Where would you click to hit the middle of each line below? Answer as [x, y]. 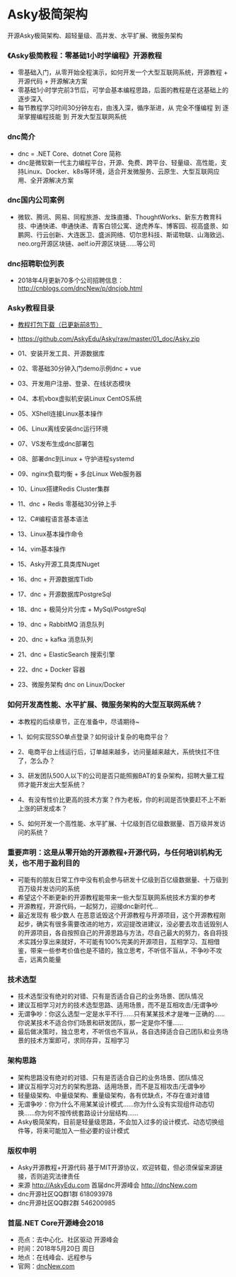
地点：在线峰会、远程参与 [55, 1257]
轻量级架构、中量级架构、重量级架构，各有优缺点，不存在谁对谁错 [113, 1095]
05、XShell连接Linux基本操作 [60, 414]
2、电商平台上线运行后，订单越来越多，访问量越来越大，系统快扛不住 [119, 751]
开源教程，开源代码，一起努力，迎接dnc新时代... [88, 907]
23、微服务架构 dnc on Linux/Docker [71, 685]
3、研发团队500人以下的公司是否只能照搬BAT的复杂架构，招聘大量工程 [121, 776]
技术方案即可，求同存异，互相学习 [79, 1040]
